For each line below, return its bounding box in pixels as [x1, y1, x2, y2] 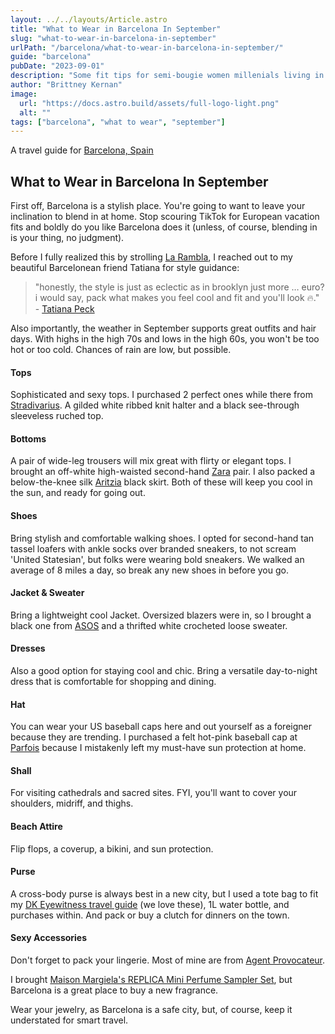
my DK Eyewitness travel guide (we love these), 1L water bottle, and [10, 898, 290, 910]
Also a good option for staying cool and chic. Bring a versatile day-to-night [10, 665, 318, 677]
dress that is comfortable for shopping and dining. [10, 676, 217, 688]
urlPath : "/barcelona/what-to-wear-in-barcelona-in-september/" [10, 42, 284, 53]
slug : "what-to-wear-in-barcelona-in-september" [10, 33, 217, 43]
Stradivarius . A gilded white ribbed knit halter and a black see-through [10, 399, 300, 411]
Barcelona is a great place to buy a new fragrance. [10, 984, 219, 996]
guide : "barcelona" [10, 52, 92, 62]
